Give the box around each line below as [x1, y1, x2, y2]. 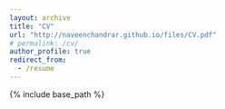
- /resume [17, 64, 54, 74]
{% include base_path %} [9, 88, 105, 100]
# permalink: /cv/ [9, 38, 79, 48]
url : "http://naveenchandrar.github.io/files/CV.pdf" [9, 30, 218, 39]
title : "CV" [9, 22, 54, 31]
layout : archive [9, 13, 71, 23]
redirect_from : [9, 55, 67, 64]
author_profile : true [9, 47, 92, 56]
